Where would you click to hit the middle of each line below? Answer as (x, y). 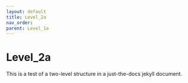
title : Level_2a (26, 17)
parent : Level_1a (28, 28)
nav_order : (20, 23)
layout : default (26, 12)
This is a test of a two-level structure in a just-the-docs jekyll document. (94, 74)
